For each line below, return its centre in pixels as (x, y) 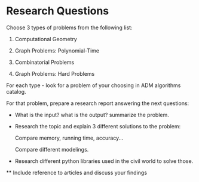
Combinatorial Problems (45, 62)
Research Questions (58, 11)
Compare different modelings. (52, 149)
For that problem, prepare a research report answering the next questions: (98, 103)
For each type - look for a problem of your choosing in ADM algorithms (94, 85)
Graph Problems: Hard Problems (55, 73)
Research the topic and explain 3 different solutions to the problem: (98, 126)
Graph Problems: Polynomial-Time (57, 50)
